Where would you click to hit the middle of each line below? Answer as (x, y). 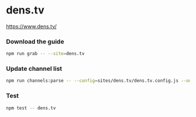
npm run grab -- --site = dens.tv (45, 54)
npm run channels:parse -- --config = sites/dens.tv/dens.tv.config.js (92, 81)
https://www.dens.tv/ (32, 26)
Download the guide (35, 42)
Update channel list (34, 69)
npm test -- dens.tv (31, 108)
